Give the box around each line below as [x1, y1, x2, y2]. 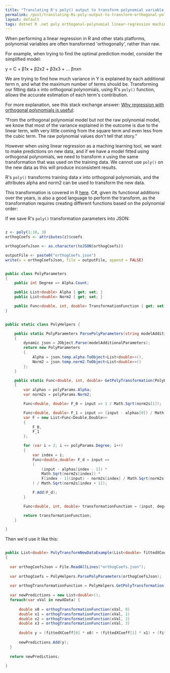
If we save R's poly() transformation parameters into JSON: [5, 216, 130, 222]
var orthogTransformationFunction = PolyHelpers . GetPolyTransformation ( [10, 583, 166, 588]
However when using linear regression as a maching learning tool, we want [5, 143, 162, 149]
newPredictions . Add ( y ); [18, 640, 69, 645]
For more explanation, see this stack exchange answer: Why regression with [5, 102, 164, 108]
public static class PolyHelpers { [5, 322, 80, 327]
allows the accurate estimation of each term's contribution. [5, 92, 128, 98]
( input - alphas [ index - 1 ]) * [41, 467, 108, 472]
